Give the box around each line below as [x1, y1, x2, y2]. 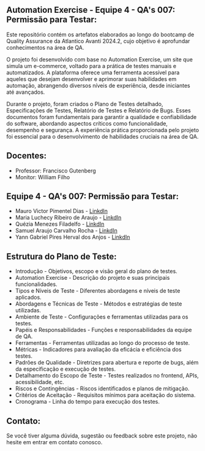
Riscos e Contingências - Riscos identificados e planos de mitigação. [15, 385, 190, 392]
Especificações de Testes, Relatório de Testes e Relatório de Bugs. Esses [6, 107, 191, 114]
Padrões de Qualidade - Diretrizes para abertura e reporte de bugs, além [15, 359, 199, 366]
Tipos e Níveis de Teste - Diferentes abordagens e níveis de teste [15, 287, 181, 295]
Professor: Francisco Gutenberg [15, 167, 96, 174]
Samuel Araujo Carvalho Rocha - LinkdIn [15, 227, 117, 234]
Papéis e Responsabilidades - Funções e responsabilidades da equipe [15, 326, 192, 334]
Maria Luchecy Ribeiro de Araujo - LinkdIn [15, 214, 122, 222]
